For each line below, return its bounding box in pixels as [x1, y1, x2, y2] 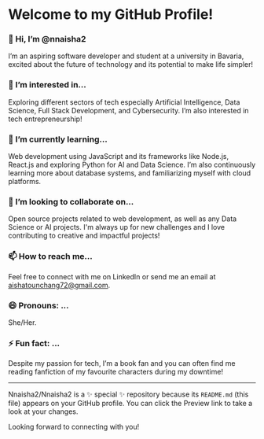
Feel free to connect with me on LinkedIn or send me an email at [8, 271, 216, 281]
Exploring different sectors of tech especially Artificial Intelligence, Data [8, 97, 240, 107]
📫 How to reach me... [8, 251, 93, 262]
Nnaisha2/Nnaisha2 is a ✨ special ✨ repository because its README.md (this [8, 389, 249, 399]
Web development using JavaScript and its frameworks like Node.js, [8, 152, 229, 161]
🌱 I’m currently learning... [8, 134, 108, 145]
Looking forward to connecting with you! [8, 422, 140, 432]
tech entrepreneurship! [8, 114, 82, 124]
